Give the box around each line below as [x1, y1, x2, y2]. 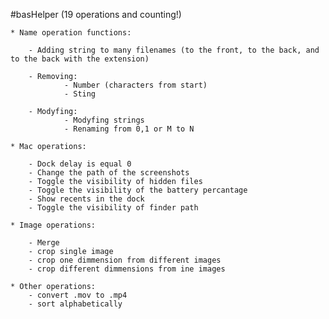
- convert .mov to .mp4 [28, 290, 128, 300]
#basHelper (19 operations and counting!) [10, 9, 182, 20]
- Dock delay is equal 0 [28, 159, 132, 169]
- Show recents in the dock [28, 194, 145, 204]
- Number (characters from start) [63, 80, 208, 90]
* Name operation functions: [10, 28, 132, 38]
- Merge [28, 238, 60, 248]
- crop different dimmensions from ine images [28, 264, 226, 274]
